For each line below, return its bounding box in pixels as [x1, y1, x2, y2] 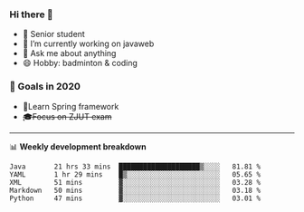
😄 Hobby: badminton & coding [22, 58, 138, 69]
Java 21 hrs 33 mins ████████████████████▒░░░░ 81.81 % [9, 162, 261, 171]
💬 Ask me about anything [22, 48, 117, 59]
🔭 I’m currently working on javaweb [22, 38, 155, 49]
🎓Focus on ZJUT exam [22, 111, 112, 121]
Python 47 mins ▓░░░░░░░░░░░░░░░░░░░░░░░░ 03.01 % [9, 194, 261, 203]
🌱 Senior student [22, 29, 86, 40]
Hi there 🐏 [9, 8, 54, 21]
